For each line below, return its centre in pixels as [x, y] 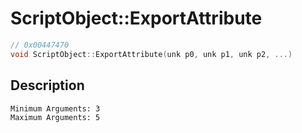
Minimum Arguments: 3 [55, 108]
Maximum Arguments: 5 [55, 117]
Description [47, 85]
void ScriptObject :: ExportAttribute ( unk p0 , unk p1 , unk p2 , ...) [151, 54]
